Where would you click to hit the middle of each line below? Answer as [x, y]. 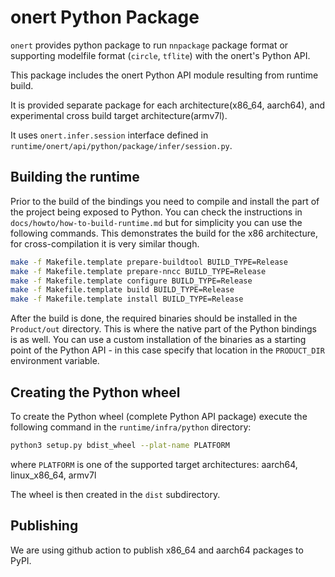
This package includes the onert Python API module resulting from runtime [164, 75]
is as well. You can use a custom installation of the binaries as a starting [158, 340]
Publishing [44, 526]
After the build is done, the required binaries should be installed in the [154, 318]
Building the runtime [75, 177]
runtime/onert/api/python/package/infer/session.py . [121, 145]
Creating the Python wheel [95, 392]
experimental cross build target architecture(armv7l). [119, 115]
